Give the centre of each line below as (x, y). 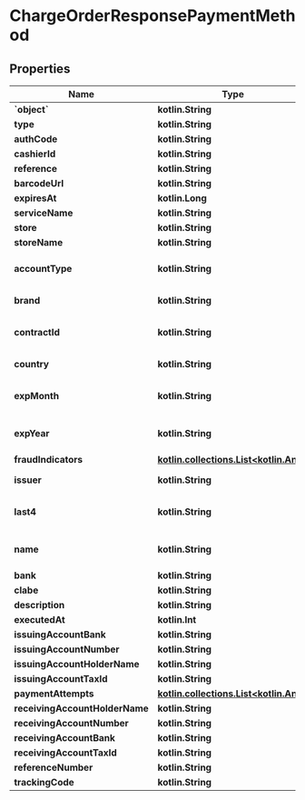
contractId (37, 332)
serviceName (44, 213)
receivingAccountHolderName (82, 708)
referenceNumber (54, 767)
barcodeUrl (39, 183)
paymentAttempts (54, 694)
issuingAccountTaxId (61, 679)
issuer (28, 480)
